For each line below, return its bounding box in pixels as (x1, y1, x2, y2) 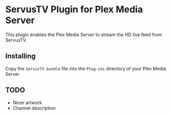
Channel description (12, 105, 56, 111)
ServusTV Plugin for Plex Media (5, 4, 143, 15)
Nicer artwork (12, 99, 43, 106)
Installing (5, 52, 36, 61)
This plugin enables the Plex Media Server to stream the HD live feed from (5, 31, 162, 37)
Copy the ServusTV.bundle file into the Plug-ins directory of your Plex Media (5, 65, 166, 71)
